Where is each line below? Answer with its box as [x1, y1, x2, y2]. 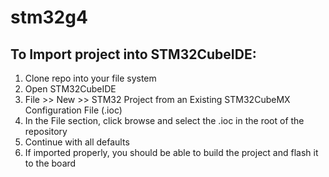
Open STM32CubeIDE [24, 83, 117, 95]
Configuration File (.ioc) [24, 104, 123, 116]
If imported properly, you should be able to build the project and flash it [24, 147, 319, 158]
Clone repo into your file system [24, 72, 157, 84]
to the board [24, 157, 77, 169]
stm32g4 [10, 6, 88, 29]
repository [24, 126, 68, 137]
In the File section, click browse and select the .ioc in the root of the [24, 115, 305, 126]
